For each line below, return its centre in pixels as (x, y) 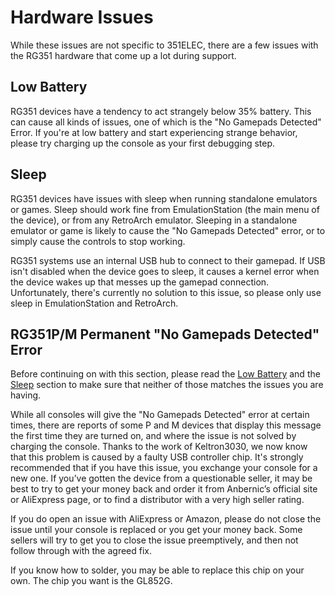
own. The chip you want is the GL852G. (91, 581)
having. (26, 395)
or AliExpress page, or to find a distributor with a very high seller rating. (157, 500)
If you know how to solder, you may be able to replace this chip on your (157, 570)
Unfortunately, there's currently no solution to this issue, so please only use (166, 292)
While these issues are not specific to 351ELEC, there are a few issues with (164, 45)
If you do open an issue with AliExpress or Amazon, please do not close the (166, 519)
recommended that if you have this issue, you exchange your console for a (164, 468)
